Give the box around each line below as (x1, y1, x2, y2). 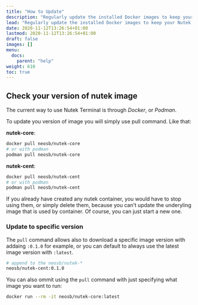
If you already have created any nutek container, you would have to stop (6, 195, 181, 202)
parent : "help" (16, 58, 54, 64)
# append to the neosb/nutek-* (6, 260, 83, 266)
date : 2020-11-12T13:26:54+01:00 (6, 25, 88, 31)
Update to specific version (6, 222, 84, 231)
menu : (6, 47, 19, 53)
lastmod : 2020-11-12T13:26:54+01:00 (6, 31, 96, 37)
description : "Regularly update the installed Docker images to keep (6, 14, 181, 20)
